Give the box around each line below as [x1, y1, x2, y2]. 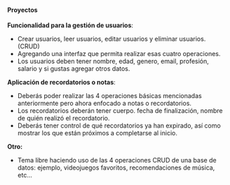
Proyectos [7, 6, 38, 14]
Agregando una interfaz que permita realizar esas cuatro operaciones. [17, 50, 221, 58]
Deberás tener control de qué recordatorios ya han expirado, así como [17, 121, 221, 130]
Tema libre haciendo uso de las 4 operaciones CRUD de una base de [17, 156, 217, 165]
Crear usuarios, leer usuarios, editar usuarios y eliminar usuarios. [17, 35, 206, 43]
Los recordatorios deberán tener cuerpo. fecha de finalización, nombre [17, 107, 223, 115]
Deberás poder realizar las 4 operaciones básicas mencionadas [17, 92, 202, 100]
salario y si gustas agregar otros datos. [17, 64, 130, 73]
